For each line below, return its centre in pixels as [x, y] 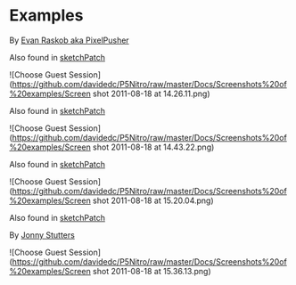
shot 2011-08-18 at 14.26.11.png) [152, 94]
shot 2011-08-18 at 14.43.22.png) [153, 147]
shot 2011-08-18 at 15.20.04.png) [153, 200]
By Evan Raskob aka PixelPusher [69, 40]
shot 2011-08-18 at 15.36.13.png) [152, 271]
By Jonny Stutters [42, 235]
